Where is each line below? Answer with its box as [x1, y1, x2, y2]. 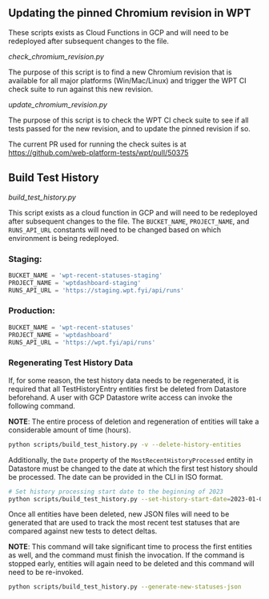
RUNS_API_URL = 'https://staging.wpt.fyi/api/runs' [8, 286, 184, 295]
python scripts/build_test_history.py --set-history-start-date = [8, 495, 231, 503]
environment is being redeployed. [8, 233, 119, 243]
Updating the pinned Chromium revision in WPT [8, 6, 251, 20]
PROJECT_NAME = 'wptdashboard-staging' [8, 279, 142, 287]
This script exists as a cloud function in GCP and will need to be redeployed [8, 207, 258, 217]
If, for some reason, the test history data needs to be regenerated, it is [8, 376, 239, 385]
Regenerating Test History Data [8, 357, 134, 368]
